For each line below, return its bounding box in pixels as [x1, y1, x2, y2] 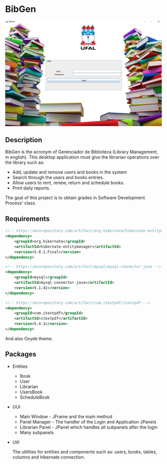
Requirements [5, 215, 50, 223]
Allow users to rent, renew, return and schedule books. [12, 180, 125, 186]
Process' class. [5, 200, 36, 206]
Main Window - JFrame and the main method [19, 413, 113, 420]
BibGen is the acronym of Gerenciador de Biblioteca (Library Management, [5, 149, 158, 155]
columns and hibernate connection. [12, 454, 85, 460]
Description [5, 136, 42, 144]
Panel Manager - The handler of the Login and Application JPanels [19, 419, 157, 425]
